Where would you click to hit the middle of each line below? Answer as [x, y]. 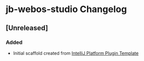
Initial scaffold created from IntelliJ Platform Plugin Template [76, 53]
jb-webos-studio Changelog [66, 9]
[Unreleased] [27, 28]
